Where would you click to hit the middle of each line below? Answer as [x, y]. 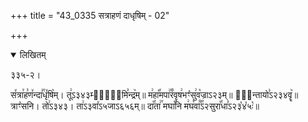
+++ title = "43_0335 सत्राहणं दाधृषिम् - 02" [90, 15]
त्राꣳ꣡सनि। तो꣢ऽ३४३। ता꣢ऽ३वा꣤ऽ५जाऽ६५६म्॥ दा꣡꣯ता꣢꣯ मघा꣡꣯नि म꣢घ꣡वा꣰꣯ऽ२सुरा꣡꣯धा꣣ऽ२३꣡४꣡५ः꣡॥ [135, 106]
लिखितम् [33, 54]
